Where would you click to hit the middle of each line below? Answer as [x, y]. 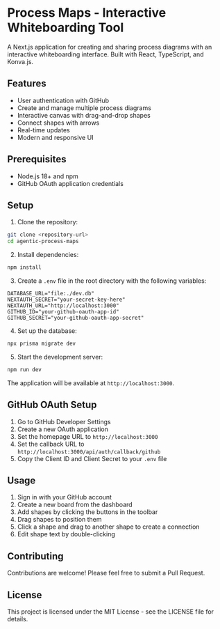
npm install [24, 267]
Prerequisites [37, 159]
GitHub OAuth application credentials [70, 183]
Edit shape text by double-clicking [66, 534]
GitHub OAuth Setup [52, 405]
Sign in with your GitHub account [65, 497]
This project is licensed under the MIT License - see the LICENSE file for [110, 612]
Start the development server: [60, 357]
